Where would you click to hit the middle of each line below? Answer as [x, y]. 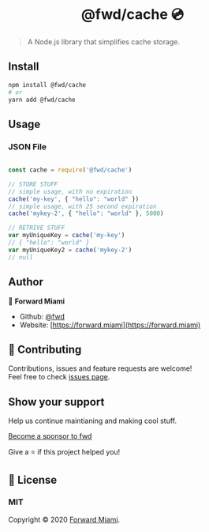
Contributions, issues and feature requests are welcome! [100, 368]
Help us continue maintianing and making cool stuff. [93, 421]
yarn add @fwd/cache [42, 100]
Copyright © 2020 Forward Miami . [64, 519]
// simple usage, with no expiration [70, 191]
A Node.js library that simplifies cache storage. [103, 42]
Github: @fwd [42, 316]
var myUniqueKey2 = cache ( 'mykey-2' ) [70, 250]
